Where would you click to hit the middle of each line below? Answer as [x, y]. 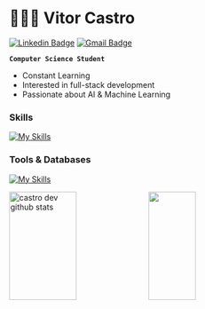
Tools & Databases [50, 160]
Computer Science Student [57, 59]
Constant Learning [56, 75]
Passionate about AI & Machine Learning [96, 94]
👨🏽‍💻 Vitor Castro [72, 18]
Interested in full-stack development [88, 84]
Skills [21, 117]
